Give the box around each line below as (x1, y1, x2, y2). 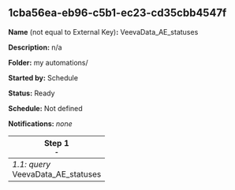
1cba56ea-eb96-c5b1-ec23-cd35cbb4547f (8, 6, 227, 20)
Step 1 (43, 137, 69, 148)
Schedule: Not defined (8, 103, 83, 113)
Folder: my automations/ (8, 58, 88, 67)
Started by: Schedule (8, 73, 79, 82)
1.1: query (12, 158, 51, 170)
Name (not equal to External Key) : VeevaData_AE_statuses (8, 27, 199, 36)
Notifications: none (8, 118, 73, 129)
